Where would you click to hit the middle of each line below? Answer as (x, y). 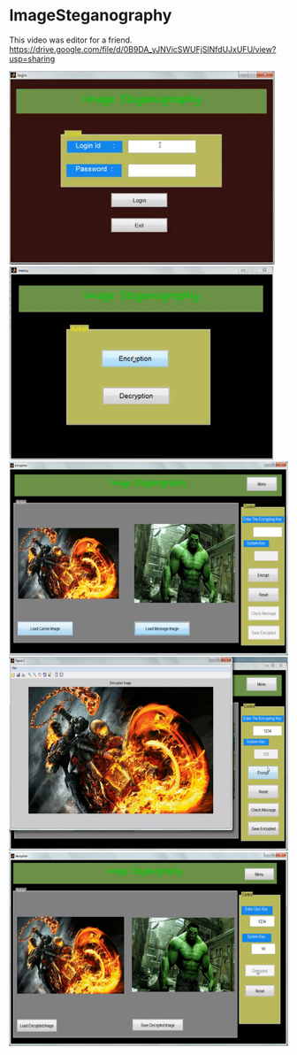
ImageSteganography (91, 15)
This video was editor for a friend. (71, 40)
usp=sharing (32, 58)
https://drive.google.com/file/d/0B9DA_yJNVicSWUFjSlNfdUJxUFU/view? (143, 49)
